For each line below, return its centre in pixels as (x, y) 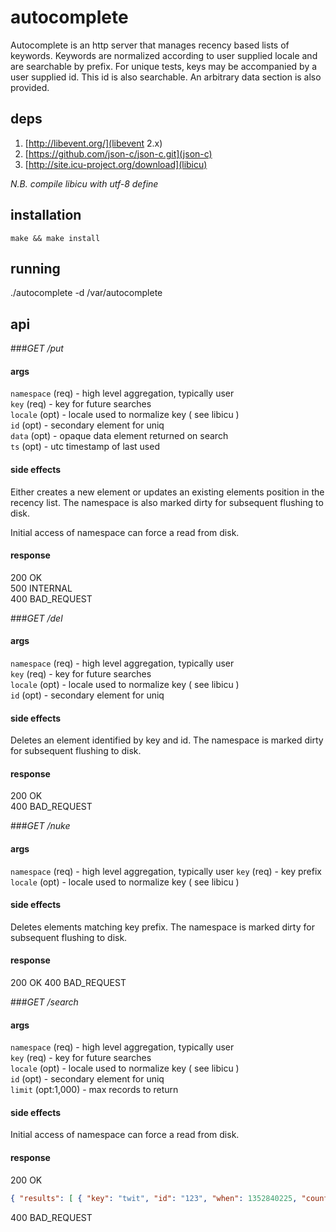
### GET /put (37, 348)
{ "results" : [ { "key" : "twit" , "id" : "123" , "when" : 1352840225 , (154, 1198)
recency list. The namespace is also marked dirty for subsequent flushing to (167, 502)
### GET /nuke (40, 826)
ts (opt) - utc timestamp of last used (85, 447)
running (35, 268)
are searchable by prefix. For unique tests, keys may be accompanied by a (164, 66)
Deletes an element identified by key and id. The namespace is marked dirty (167, 740)
